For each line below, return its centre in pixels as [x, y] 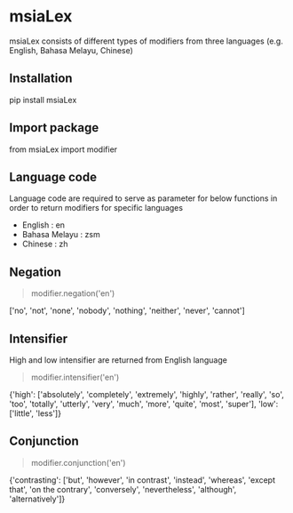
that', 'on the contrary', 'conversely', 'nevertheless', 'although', [123, 489]
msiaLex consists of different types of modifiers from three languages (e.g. [146, 41]
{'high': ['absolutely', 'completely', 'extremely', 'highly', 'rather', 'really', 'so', [146, 394]
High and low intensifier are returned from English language [119, 360]
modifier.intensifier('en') [75, 377]
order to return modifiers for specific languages [96, 208]
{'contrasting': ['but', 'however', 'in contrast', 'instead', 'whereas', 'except [143, 480]
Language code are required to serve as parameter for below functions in [143, 198]
